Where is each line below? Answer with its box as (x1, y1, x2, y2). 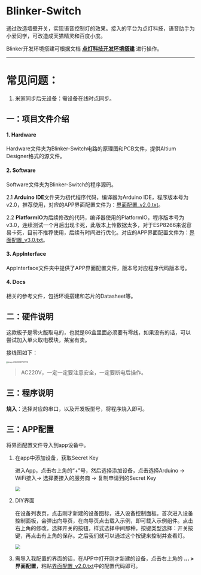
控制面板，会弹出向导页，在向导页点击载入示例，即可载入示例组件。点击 (14, 517, 193, 525)
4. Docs (6, 279, 26, 286)
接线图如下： (6, 349, 38, 356)
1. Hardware (6, 131, 37, 138)
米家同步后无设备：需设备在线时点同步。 (14, 95, 115, 102)
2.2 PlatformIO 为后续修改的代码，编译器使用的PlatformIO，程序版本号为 (6, 214, 184, 221)
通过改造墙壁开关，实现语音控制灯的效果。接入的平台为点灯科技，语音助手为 (6, 25, 195, 32)
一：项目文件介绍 (6, 114, 69, 124)
